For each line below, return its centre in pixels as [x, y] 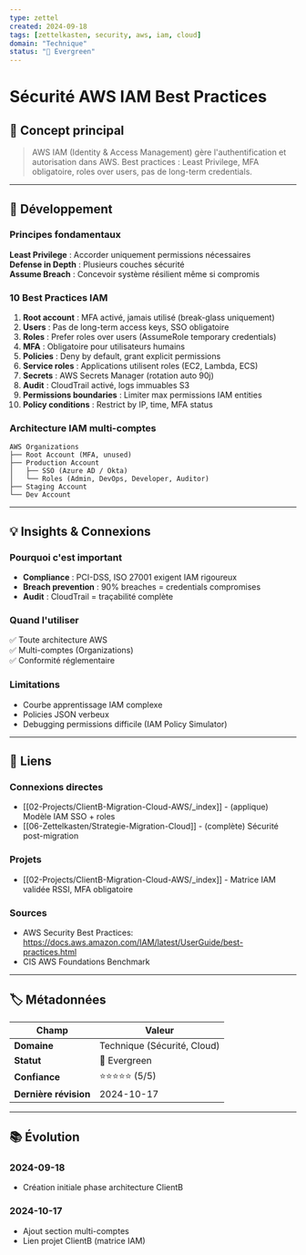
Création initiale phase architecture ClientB [103, 1188]
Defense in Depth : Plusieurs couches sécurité [97, 264]
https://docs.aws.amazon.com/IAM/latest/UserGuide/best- [133, 942]
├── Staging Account [49, 487]
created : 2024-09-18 [49, 26]
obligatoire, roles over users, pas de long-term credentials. [142, 172]
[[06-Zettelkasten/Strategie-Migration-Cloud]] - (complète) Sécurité [151, 827]
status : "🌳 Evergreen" [52, 52]
